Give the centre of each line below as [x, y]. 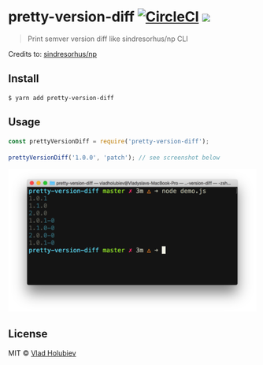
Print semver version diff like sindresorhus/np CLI [108, 39]
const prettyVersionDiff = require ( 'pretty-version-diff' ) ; [109, 141]
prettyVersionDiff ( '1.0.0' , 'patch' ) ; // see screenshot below [114, 158]
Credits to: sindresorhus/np [52, 54]
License [28, 334]
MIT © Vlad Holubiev [42, 353]
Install [24, 79]
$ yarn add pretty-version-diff [61, 98]
